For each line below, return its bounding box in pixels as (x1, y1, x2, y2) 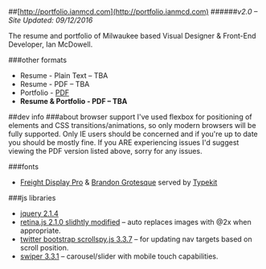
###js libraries (8, 193, 56, 202)
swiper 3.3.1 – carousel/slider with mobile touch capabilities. (19, 251, 219, 261)
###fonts (8, 162, 39, 172)
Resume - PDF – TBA (19, 80, 90, 89)
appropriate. (19, 226, 62, 235)
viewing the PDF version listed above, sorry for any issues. (8, 147, 203, 155)
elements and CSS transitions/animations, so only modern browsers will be (8, 121, 256, 130)
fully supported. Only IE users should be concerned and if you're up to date (8, 129, 259, 139)
